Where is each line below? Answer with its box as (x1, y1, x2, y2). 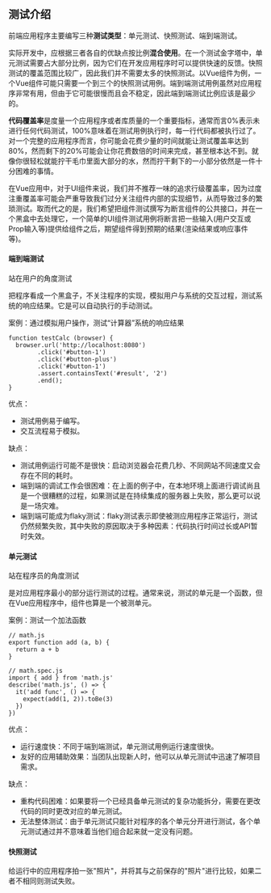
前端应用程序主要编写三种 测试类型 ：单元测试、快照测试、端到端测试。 (8, 31, 242, 40)
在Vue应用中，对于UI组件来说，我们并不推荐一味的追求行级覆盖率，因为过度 (8, 183, 262, 193)
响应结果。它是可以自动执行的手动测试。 (22, 301, 157, 311)
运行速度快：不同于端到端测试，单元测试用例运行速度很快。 (19, 742, 219, 751)
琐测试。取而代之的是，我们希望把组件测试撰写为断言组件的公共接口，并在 (8, 203, 256, 213)
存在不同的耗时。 (19, 471, 77, 480)
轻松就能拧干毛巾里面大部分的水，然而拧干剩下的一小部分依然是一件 (29, 156, 256, 166)
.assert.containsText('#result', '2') (37, 370, 168, 378)
